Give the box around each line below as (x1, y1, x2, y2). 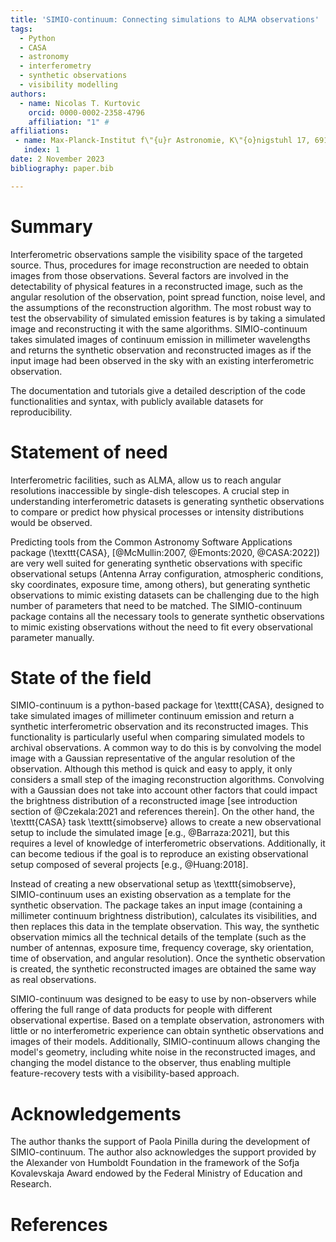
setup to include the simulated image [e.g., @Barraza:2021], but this (10, 827, 290, 839)
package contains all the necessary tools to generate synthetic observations (10, 610, 325, 622)
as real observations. (10, 974, 97, 986)
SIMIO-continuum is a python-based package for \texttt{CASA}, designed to (10, 699, 325, 711)
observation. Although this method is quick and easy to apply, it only (10, 763, 293, 775)
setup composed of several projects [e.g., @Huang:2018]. (10, 859, 249, 871)
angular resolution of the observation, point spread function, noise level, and (10, 291, 326, 303)
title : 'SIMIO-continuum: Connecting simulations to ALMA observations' (10, 14, 320, 25)
